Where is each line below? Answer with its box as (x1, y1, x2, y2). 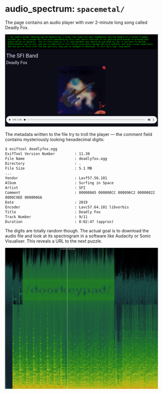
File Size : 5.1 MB (5, 166, 92, 171)
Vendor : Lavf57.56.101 (5, 176, 108, 181)
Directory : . (5, 161, 81, 166)
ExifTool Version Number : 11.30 (5, 151, 90, 156)
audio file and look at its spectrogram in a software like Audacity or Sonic (5, 233, 151, 239)
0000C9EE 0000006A (5, 195, 42, 200)
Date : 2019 (5, 200, 88, 205)
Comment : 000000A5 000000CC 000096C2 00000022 (5, 190, 155, 195)
